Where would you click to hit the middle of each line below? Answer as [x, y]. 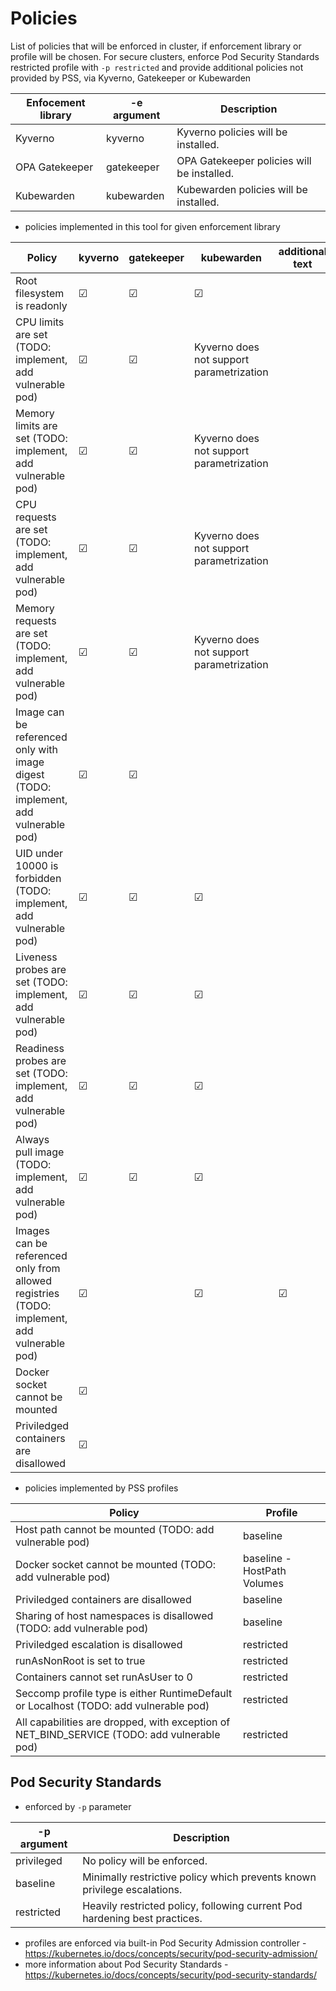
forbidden [38, 878]
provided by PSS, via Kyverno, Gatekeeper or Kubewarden [131, 78]
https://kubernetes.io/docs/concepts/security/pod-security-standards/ [170, 1974]
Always [32, 1139]
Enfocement [56, 102]
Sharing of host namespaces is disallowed [114, 1615]
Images [32, 1230]
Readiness [40, 1048]
